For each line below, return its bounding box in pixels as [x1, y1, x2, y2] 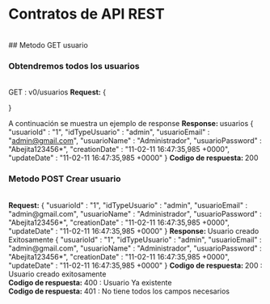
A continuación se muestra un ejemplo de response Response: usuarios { [8, 119, 254, 129]
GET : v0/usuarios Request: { [8, 87, 107, 97]
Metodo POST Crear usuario [8, 173, 121, 184]
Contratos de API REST [8, 5, 166, 23]
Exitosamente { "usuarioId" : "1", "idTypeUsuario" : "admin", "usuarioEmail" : [8, 234, 262, 244]
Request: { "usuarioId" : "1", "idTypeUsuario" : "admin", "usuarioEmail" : [8, 200, 248, 210]
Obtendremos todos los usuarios [8, 60, 140, 71]
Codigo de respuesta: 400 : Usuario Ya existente [8, 277, 172, 287]
